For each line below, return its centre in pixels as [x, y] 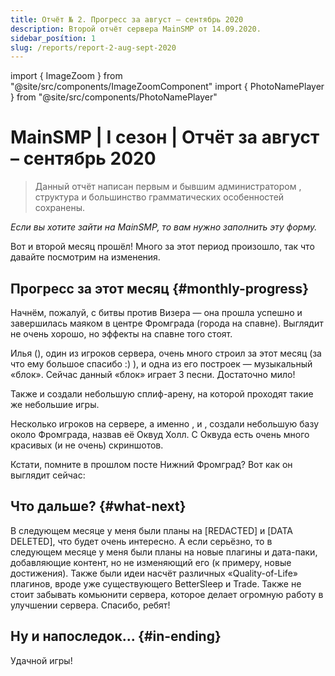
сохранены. [60, 208]
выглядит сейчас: [48, 475]
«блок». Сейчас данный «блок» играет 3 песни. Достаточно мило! [153, 374]
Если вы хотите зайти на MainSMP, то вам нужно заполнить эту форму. [164, 227]
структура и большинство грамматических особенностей [159, 197]
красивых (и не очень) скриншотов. [87, 445]
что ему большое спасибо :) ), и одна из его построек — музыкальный [161, 364]
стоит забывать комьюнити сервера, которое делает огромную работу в [167, 594]
